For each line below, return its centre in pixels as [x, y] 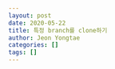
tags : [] [23, 52]
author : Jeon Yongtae [44, 38]
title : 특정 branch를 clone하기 [58, 30]
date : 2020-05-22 [37, 23]
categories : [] [34, 45]
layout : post [30, 15]
